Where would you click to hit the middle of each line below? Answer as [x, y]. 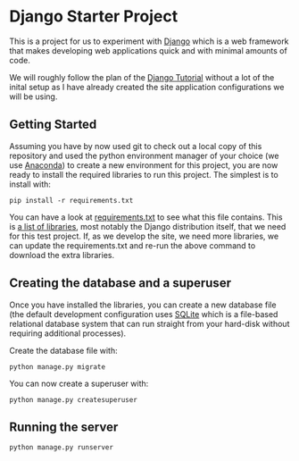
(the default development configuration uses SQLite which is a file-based [144, 314]
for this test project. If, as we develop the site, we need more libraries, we [144, 236]
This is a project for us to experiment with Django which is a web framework [149, 41]
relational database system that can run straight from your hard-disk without [149, 323]
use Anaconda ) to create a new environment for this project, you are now [144, 165]
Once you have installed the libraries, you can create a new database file [143, 305]
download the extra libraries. [62, 255]
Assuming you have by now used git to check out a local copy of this [136, 146]
